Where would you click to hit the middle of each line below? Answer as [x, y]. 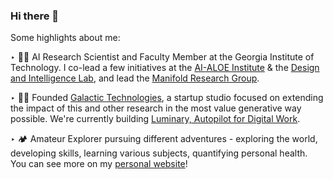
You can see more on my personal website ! [99, 164]
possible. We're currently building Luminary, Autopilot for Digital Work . [155, 119]
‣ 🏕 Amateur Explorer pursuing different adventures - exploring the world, [164, 139]
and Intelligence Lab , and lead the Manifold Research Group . [135, 78]
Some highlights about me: [65, 38]
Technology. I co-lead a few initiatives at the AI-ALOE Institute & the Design [165, 68]
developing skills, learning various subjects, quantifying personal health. [159, 153]
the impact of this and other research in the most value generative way [156, 108]
